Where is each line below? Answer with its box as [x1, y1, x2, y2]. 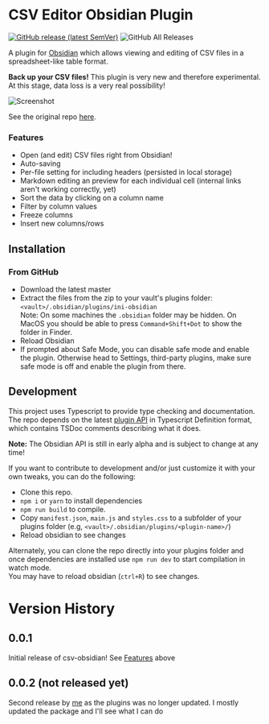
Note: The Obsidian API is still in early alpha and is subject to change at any [8, 439, 259, 449]
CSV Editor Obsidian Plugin [8, 6, 194, 24]
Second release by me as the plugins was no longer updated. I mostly [8, 697, 239, 707]
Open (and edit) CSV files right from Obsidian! [19, 151, 173, 160]
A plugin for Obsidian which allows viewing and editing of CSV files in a [8, 48, 244, 57]
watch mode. [8, 562, 52, 573]
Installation [8, 242, 66, 255]
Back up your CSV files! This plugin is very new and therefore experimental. [8, 72, 261, 81]
